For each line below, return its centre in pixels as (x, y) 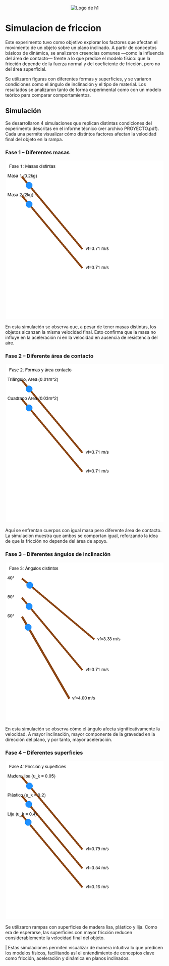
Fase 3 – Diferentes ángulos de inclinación (58, 554)
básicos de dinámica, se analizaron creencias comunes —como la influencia (84, 53)
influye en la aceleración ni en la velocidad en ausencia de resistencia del (81, 338)
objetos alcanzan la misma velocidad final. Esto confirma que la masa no (81, 332)
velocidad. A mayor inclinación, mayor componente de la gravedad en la (80, 734)
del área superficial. (26, 69)
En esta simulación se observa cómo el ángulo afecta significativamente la (83, 729)
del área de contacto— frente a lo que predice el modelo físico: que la (78, 58)
